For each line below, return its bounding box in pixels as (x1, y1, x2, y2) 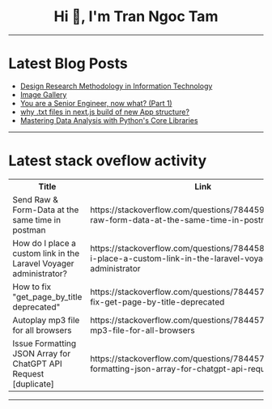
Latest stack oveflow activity (8, 151, 207, 170)
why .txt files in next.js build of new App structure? (19, 107, 190, 117)
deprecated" (12, 301, 61, 313)
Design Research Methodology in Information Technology (19, 81, 213, 91)
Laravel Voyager (12, 258, 74, 269)
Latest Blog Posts (8, 54, 128, 73)
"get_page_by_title (12, 291, 83, 302)
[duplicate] (12, 378, 54, 390)
